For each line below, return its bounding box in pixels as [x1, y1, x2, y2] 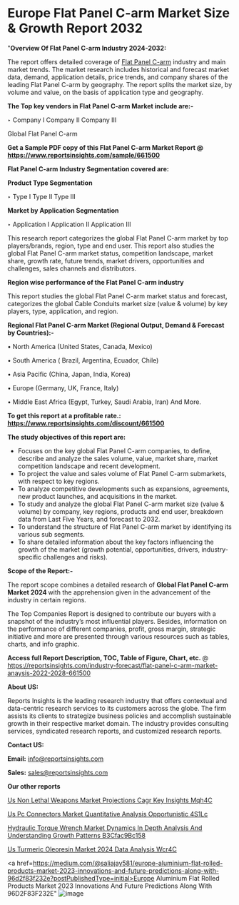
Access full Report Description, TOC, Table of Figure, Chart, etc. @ [7, 653, 209, 662]
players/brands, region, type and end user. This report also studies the [7, 241, 215, 250]
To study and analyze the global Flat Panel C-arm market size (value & [17, 500, 225, 508]
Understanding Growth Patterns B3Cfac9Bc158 [7, 831, 146, 839]
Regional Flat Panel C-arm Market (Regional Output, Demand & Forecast [7, 320, 225, 329]
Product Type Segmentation [7, 178, 93, 187]
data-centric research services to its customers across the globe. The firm [7, 704, 227, 712]
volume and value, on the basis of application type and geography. [7, 88, 204, 96]
